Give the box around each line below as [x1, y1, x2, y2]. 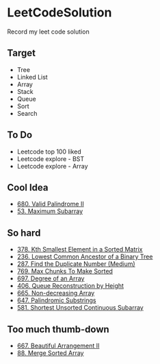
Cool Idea [7, 182, 49, 193]
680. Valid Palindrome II [16, 200, 84, 208]
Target [7, 47, 36, 59]
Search [16, 109, 38, 117]
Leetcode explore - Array [16, 162, 88, 170]
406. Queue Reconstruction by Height [16, 282, 124, 290]
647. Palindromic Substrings [16, 296, 96, 304]
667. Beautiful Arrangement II [16, 341, 100, 350]
